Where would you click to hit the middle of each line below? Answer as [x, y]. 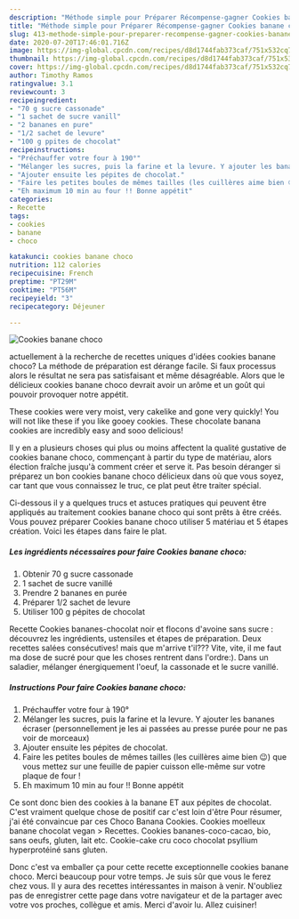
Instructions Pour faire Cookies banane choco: [98, 687]
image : [21, 51]
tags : [19, 216]
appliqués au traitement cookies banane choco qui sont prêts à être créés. [145, 512]
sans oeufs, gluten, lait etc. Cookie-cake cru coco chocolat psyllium [133, 841]
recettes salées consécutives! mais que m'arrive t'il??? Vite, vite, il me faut [145, 648]
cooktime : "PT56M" [43, 290]
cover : [21, 68]
